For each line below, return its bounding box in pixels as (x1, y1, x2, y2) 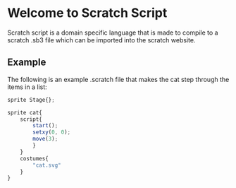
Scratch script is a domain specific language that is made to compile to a (7, 28, 218, 37)
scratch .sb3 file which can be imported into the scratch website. (7, 35, 196, 44)
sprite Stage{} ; (7, 96, 55, 103)
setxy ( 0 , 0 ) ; (32, 129, 71, 136)
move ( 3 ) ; (32, 136, 58, 143)
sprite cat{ (7, 109, 42, 116)
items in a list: (7, 83, 47, 91)
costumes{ (20, 155, 49, 162)
